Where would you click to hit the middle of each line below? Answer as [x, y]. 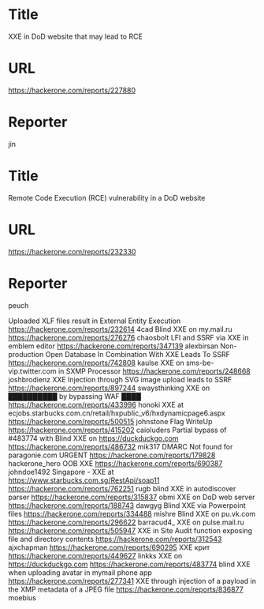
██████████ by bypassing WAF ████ [75, 396]
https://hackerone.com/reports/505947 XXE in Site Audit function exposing [130, 530]
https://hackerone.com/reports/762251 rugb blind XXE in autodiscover [122, 488]
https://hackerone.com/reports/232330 [72, 251]
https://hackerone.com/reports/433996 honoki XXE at [96, 404]
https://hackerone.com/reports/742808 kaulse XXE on [96, 363]
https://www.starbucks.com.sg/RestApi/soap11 [84, 480]
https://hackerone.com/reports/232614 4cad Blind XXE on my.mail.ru [120, 329]
